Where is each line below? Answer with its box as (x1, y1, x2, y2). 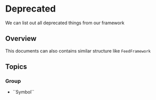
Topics (5, 63, 27, 71)
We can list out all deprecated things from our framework (5, 20, 125, 26)
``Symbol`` (12, 89, 34, 95)
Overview (5, 34, 37, 43)
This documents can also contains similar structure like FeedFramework (5, 47, 151, 54)
